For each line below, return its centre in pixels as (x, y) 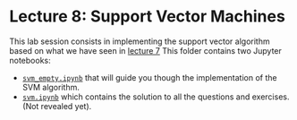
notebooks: (30, 60)
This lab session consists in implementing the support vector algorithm (140, 41)
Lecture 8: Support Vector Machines (148, 17)
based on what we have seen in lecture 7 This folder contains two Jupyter (145, 50)
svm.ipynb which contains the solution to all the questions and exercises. (156, 97)
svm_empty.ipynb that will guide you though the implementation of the (149, 77)
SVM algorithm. (51, 87)
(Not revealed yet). (57, 106)
